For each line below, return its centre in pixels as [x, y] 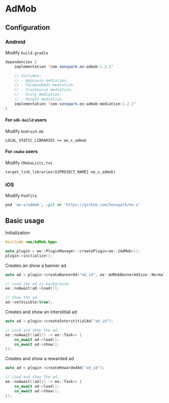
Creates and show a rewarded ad [39, 359]
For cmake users [21, 151]
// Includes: [28, 76]
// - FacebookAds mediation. [45, 85]
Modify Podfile [21, 196]
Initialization [18, 233]
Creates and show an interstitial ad [41, 312]
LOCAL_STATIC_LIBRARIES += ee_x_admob [46, 140]
